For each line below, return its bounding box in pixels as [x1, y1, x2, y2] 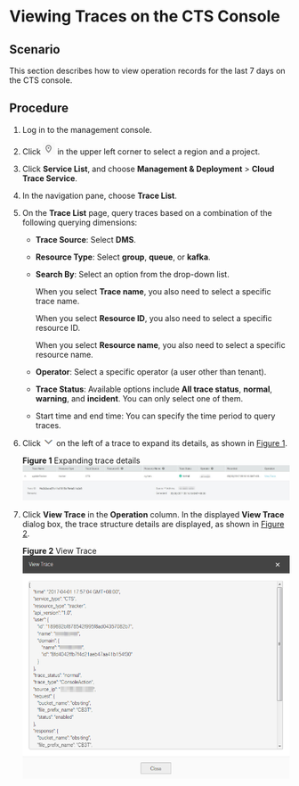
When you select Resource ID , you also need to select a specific [35, 312, 273, 323]
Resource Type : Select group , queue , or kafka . [35, 252, 211, 262]
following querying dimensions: [21, 217, 138, 228]
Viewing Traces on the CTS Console [9, 6, 280, 27]
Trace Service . [21, 172, 78, 184]
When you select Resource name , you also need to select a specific [35, 339, 287, 350]
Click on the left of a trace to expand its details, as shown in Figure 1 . [21, 437, 287, 448]
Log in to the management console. [21, 124, 153, 135]
